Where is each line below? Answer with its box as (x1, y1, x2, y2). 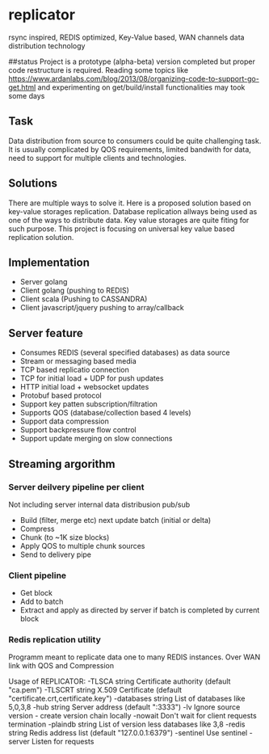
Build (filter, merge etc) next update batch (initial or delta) (19, 515, 212, 524)
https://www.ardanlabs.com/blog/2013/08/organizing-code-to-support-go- (8, 74, 260, 83)
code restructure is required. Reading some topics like (8, 65, 188, 74)
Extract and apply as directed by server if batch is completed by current (19, 605, 260, 615)
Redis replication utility (8, 634, 101, 646)
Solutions (8, 176, 58, 191)
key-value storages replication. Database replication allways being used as (8, 206, 258, 216)
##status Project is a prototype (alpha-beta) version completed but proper (8, 57, 256, 66)
